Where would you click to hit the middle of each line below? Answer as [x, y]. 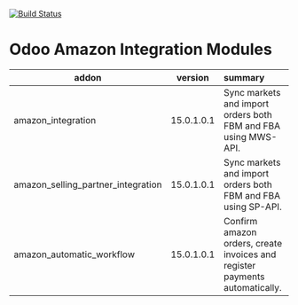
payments [244, 277]
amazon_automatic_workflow [74, 254]
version [193, 77]
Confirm [240, 221]
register [239, 265]
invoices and [250, 254]
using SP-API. [252, 207]
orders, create [252, 243]
